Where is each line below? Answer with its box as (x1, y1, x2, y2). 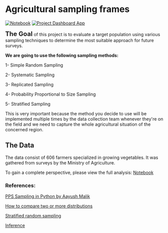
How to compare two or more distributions (5, 203, 93, 209)
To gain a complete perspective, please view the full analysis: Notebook (5, 169, 154, 175)
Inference (5, 222, 25, 228)
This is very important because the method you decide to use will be (5, 110, 147, 116)
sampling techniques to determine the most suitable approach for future (5, 37, 154, 43)
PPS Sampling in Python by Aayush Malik (5, 193, 90, 199)
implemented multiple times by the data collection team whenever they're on (5, 116, 163, 122)
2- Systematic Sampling (5, 72, 55, 78)
